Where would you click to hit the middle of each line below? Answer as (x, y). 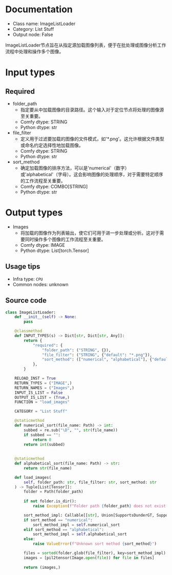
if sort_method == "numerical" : (58, 520)
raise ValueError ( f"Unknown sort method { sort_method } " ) (95, 544)
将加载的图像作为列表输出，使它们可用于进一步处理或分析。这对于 (90, 233)
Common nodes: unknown (40, 284)
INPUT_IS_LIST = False (39, 393)
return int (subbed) (45, 444)
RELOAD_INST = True (35, 378)
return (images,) (42, 567)
